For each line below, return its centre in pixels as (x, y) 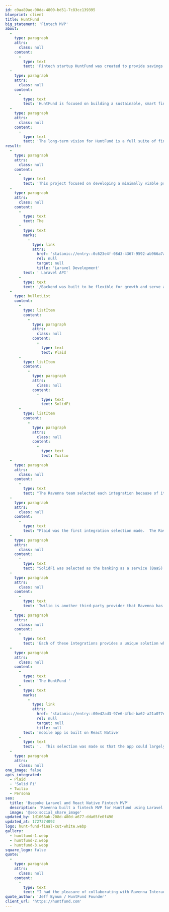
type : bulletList (32, 296)
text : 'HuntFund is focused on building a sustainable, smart (90, 104)
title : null (49, 728)
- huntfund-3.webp (29, 845)
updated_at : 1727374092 (30, 822)
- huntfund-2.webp (29, 840)
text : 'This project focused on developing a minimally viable (91, 184)
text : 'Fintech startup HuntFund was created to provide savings (93, 66)
